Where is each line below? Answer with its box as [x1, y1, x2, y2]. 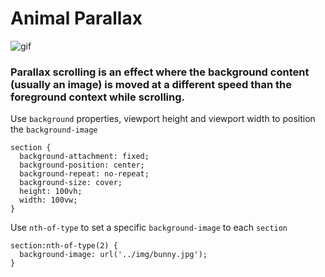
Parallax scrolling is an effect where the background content [10, 65, 310, 79]
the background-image [10, 123, 98, 136]
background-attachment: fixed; [19, 152, 150, 162]
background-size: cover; [19, 178, 123, 188]
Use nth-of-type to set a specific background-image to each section [10, 222, 288, 234]
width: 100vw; [19, 195, 78, 206]
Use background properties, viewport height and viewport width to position [10, 113, 316, 125]
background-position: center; [19, 160, 145, 171]
